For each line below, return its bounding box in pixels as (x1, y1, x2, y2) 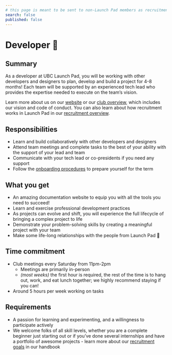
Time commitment (5, 247, 65, 256)
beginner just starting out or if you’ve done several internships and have (12, 332, 165, 339)
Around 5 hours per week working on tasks (12, 288, 104, 294)
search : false (5, 12, 36, 17)
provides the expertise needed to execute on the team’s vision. (5, 89, 138, 95)
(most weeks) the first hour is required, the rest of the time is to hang (20, 272, 166, 278)
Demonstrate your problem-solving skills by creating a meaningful (12, 221, 153, 227)
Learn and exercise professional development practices (12, 205, 131, 211)
